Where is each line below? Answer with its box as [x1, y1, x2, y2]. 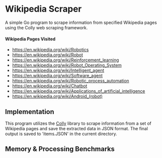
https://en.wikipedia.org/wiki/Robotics [12, 47, 89, 53]
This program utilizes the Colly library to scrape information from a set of [5, 120, 152, 126]
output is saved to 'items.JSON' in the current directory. [5, 131, 117, 137]
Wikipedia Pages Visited [5, 36, 56, 42]
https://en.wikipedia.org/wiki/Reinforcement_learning [12, 57, 120, 63]
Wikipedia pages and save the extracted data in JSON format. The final [5, 125, 148, 131]
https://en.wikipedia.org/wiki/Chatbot [12, 83, 87, 89]
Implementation [5, 107, 55, 116]
